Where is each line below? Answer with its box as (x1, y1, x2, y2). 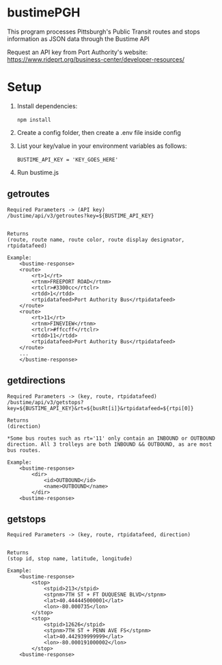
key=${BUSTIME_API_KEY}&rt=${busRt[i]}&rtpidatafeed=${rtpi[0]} (7, 405, 194, 412)
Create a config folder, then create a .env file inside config (16, 128, 181, 136)
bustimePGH (7, 5, 81, 21)
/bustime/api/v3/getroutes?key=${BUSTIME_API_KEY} (7, 212, 154, 219)
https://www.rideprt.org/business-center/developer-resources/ (7, 55, 185, 63)
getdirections (7, 375, 66, 386)
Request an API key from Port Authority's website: (7, 48, 148, 56)
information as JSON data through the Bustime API (7, 34, 150, 42)
